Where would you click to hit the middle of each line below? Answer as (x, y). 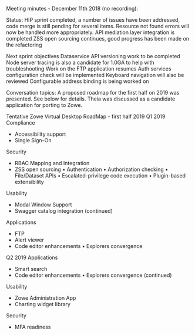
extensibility (29, 182)
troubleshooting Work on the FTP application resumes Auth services (89, 69)
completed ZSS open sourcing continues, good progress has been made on (98, 38)
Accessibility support (40, 134)
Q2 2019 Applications (32, 257)
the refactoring (24, 45)
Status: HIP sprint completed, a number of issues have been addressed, (93, 20)
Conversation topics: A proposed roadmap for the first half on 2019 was (93, 93)
